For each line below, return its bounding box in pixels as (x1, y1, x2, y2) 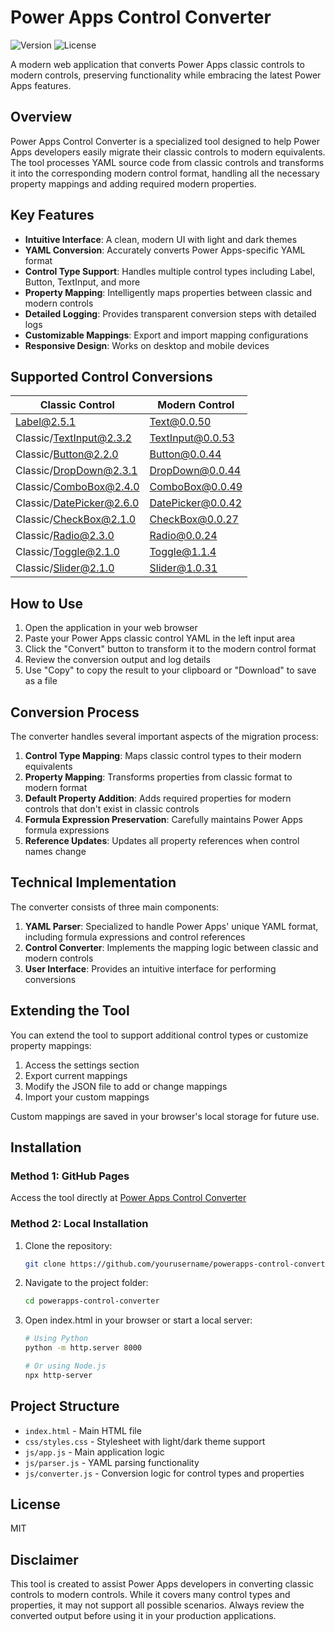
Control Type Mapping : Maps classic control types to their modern (24, 750, 302, 761)
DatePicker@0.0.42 (149, 496, 243, 510)
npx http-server (24, 1370, 93, 1380)
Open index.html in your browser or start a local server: (24, 1314, 253, 1326)
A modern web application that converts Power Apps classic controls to (10, 58, 305, 70)
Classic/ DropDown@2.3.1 (15, 464, 138, 478)
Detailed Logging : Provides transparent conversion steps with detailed (24, 307, 317, 320)
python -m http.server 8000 (24, 1343, 142, 1353)
